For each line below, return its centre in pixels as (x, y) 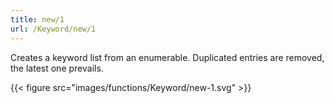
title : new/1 (37, 19)
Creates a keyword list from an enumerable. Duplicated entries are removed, (167, 57)
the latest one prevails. (57, 68)
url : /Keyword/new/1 (53, 29)
